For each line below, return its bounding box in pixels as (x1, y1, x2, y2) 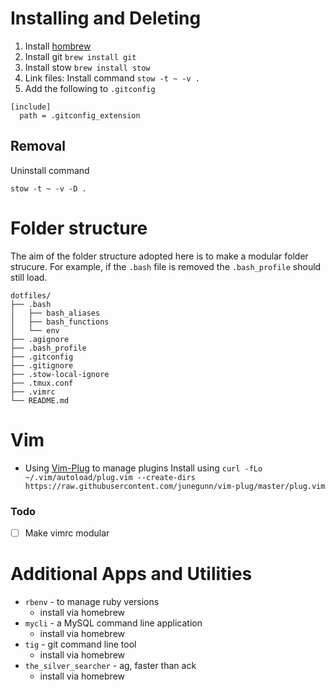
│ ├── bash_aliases (10, 308, 101, 318)
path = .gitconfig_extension (19, 110, 141, 121)
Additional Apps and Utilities (10, 563, 253, 586)
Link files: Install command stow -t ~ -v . (24, 72, 200, 84)
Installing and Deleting (10, 7, 202, 30)
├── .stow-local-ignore (10, 369, 110, 379)
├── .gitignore (10, 360, 74, 371)
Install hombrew (24, 40, 92, 52)
